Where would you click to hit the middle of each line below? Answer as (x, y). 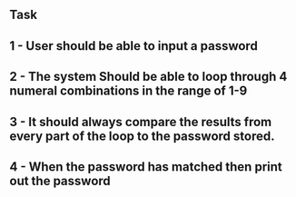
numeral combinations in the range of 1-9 (128, 91)
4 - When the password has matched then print (146, 167)
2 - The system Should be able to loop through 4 (148, 77)
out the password (60, 181)
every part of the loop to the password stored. (142, 136)
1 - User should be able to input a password (134, 46)
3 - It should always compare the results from (141, 122)
